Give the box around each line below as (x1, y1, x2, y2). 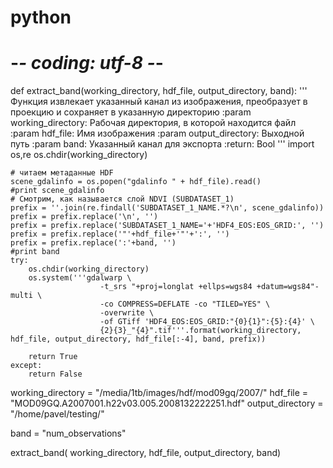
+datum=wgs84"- (256, 282, 320, 292)
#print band (10, 247, 60, 257)
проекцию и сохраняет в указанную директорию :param (10, 106, 252, 118)
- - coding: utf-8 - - (10, 52, 164, 75)
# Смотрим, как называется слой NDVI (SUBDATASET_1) (10, 194, 235, 205)
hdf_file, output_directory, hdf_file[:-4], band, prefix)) (10, 334, 267, 345)
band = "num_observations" (10, 427, 127, 440)
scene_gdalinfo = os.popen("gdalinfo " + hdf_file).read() (10, 177, 262, 187)
